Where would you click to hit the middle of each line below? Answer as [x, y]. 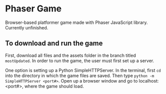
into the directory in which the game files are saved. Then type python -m [80, 76]
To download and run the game [54, 44]
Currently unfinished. [27, 27]
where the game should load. [54, 86]
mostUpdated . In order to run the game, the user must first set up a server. [80, 61]
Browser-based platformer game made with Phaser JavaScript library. [77, 22]
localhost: [149, 81]
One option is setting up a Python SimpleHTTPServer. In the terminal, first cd [83, 70]
